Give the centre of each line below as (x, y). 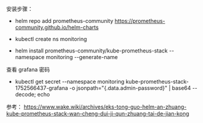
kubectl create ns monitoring (51, 39)
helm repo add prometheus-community (64, 21)
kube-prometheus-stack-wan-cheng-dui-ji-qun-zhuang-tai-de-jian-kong (98, 114)
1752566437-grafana (42, 88)
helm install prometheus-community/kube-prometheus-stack (91, 51)
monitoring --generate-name (82, 57)
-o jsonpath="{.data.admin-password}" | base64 (130, 88)
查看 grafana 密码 (28, 69)
